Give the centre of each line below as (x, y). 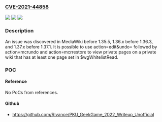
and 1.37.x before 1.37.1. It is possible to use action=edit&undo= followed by (81, 47)
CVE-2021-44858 (27, 7)
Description (19, 31)
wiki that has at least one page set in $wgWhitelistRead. (62, 57)
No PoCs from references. (32, 92)
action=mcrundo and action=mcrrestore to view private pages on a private (81, 52)
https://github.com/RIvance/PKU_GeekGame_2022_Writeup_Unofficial (83, 114)
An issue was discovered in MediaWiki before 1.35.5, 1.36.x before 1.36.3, (79, 41)
